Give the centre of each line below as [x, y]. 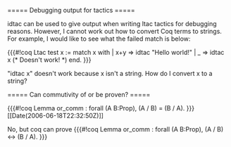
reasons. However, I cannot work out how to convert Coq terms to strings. [114, 31]
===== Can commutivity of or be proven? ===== [79, 95]
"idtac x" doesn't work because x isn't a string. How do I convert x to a [110, 73]
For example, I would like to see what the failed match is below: [99, 39]
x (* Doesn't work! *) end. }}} [49, 60]
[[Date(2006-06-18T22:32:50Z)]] [56, 116]
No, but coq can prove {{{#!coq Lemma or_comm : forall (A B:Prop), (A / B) [115, 129]
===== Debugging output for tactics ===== [71, 10]
